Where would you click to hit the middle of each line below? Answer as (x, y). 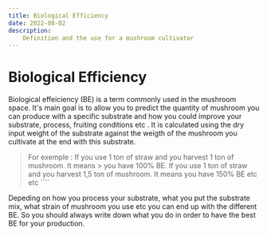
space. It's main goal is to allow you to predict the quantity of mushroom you (134, 108)
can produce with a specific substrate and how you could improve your (125, 116)
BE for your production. (47, 223)
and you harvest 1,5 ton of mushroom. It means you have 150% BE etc (142, 174)
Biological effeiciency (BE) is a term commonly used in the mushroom (122, 100)
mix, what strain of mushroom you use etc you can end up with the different (133, 206)
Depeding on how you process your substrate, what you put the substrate (130, 198)
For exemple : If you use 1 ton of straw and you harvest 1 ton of (131, 157)
